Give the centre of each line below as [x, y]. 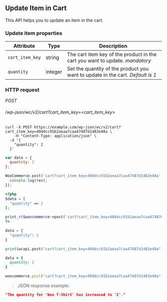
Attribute [24, 46]
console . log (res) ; [29, 181]
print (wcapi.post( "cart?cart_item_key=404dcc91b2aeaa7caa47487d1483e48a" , [84, 249]
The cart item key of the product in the [112, 54]
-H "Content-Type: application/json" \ [55, 136]
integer [54, 72]
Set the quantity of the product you [108, 69]
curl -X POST [19, 127]
